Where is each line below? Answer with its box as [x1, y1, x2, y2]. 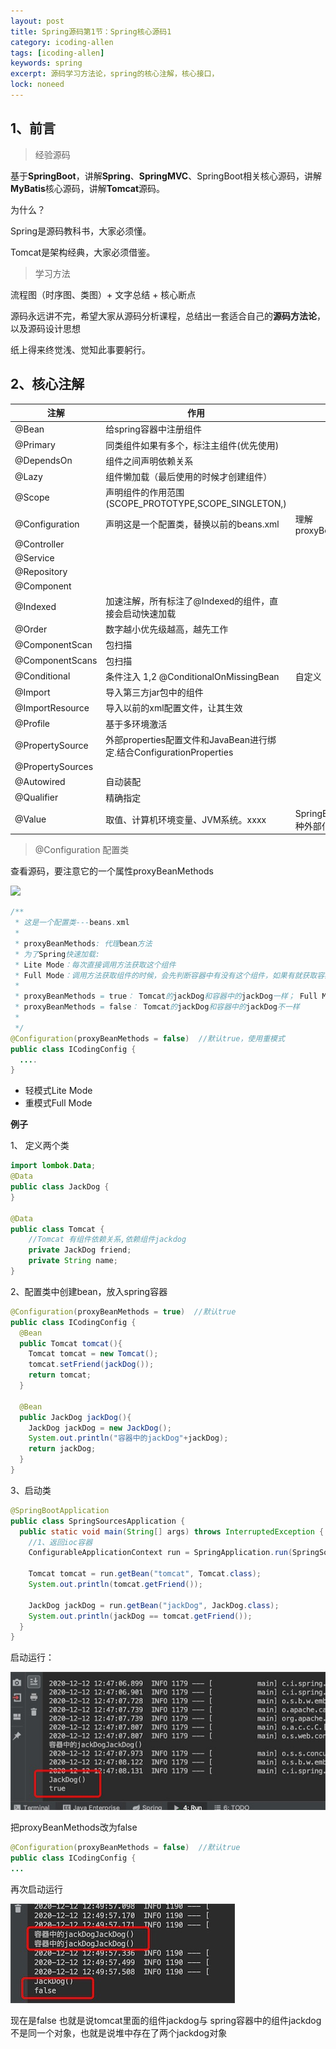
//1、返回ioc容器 [28, 1537, 93, 1547]
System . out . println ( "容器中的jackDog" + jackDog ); [28, 1433, 229, 1444]
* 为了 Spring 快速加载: [14, 949, 100, 959]
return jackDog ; [28, 1444, 97, 1454]
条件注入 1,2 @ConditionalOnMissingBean [105, 670, 280, 682]
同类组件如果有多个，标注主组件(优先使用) [105, 439, 280, 451]
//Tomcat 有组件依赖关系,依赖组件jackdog [28, 1235, 187, 1245]
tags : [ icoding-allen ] [10, 48, 105, 58]
